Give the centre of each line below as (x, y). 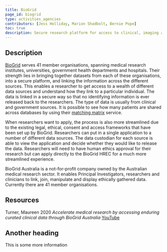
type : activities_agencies (33, 19)
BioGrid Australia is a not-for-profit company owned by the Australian (76, 168)
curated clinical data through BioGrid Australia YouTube (62, 217)
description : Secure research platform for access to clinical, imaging (82, 33)
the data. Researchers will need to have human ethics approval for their (78, 148)
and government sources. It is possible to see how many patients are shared (83, 107)
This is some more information (36, 245)
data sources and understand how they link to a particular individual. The (80, 91)
